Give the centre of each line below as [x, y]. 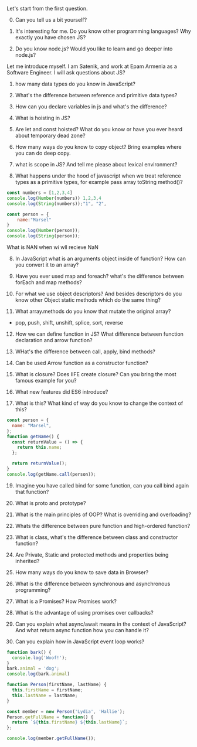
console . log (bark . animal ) [38, 674]
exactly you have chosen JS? [50, 37]
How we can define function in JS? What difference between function [99, 334]
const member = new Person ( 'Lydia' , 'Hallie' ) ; [66, 711]
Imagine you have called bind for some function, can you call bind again [102, 485]
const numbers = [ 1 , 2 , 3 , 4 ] [40, 193]
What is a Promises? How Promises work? [66, 601]
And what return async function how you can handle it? [82, 630]
